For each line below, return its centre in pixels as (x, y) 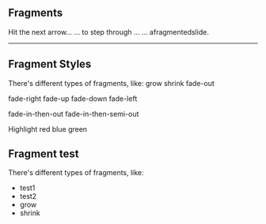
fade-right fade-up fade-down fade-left (73, 99)
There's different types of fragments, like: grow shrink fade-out (112, 83)
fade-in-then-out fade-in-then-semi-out (74, 114)
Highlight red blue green (48, 129)
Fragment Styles (50, 64)
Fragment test (44, 154)
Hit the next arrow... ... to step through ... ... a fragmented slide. (109, 32)
